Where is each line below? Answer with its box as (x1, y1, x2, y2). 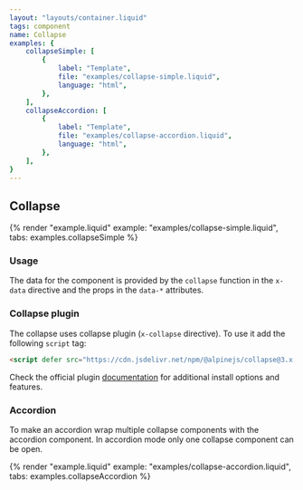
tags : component (9, 22, 71, 31)
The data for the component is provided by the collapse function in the (9, 275, 274, 286)
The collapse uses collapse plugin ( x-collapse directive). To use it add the (9, 328, 286, 339)
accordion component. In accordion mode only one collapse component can (9, 434, 294, 445)
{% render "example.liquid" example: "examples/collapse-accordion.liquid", (9, 461, 291, 472)
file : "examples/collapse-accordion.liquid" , (57, 131, 232, 140)
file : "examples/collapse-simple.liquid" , (57, 72, 221, 82)
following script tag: (9, 337, 87, 349)
